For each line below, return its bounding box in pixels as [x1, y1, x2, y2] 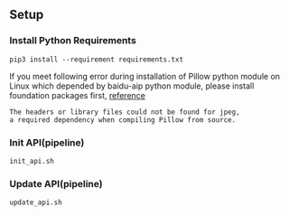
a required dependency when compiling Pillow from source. [9, 115, 237, 125]
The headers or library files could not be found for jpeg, [9, 108, 241, 117]
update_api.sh [9, 198, 63, 207]
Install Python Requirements [9, 34, 137, 47]
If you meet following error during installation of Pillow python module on [9, 70, 281, 81]
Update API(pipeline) [9, 177, 103, 190]
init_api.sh [9, 156, 54, 165]
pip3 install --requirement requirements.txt [9, 54, 183, 64]
